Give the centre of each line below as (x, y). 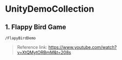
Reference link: (32, 47)
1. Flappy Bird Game (36, 27)
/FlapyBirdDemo (20, 38)
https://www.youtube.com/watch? (82, 47)
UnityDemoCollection (50, 9)
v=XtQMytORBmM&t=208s (44, 52)
